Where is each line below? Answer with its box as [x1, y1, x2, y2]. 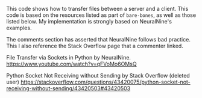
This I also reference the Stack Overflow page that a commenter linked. [6, 42, 184, 49]
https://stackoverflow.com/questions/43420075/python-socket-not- [21, 78, 191, 85]
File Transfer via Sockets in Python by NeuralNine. [6, 54, 131, 61]
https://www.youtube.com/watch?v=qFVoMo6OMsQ [6, 60, 137, 67]
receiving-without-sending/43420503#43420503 [6, 85, 131, 92]
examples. [6, 24, 32, 31]
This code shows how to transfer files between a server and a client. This [6, 5, 189, 12]
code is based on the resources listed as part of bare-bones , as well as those [6, 11, 197, 19]
